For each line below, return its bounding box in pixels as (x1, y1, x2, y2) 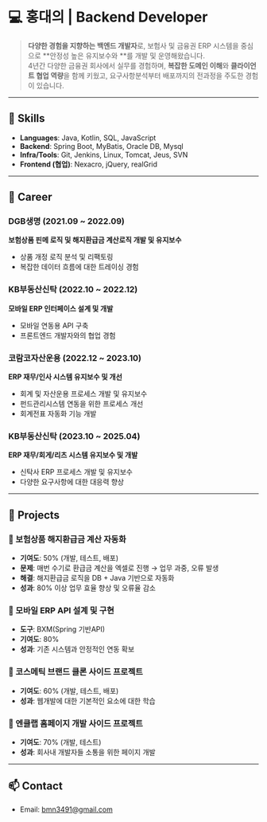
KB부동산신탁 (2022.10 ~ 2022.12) (8, 284, 138, 296)
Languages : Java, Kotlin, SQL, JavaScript (19, 133, 157, 143)
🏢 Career (8, 190, 53, 204)
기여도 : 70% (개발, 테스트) (19, 737, 102, 746)
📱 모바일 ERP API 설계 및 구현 (8, 605, 115, 616)
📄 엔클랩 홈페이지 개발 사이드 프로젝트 (8, 718, 143, 729)
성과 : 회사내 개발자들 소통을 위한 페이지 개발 (19, 747, 157, 757)
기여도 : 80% (19, 635, 60, 644)
